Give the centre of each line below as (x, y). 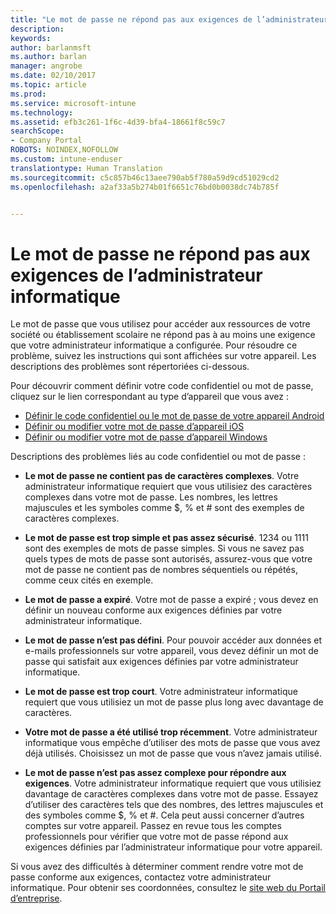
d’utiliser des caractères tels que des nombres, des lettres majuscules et (174, 805)
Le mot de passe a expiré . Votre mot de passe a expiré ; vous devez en (171, 600)
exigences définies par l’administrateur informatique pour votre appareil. (173, 847)
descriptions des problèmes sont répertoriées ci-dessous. (130, 367)
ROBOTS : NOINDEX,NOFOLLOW (64, 150)
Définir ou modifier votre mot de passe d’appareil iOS (134, 427)
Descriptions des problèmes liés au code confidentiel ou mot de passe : (158, 457)
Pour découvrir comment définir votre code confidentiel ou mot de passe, (162, 386)
